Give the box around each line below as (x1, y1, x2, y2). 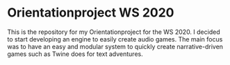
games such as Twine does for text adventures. (7, 50, 144, 58)
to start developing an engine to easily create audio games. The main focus (7, 35, 223, 43)
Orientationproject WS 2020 (7, 5, 174, 21)
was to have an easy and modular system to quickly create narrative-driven (7, 42, 224, 50)
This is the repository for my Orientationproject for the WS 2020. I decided (7, 28, 220, 36)
